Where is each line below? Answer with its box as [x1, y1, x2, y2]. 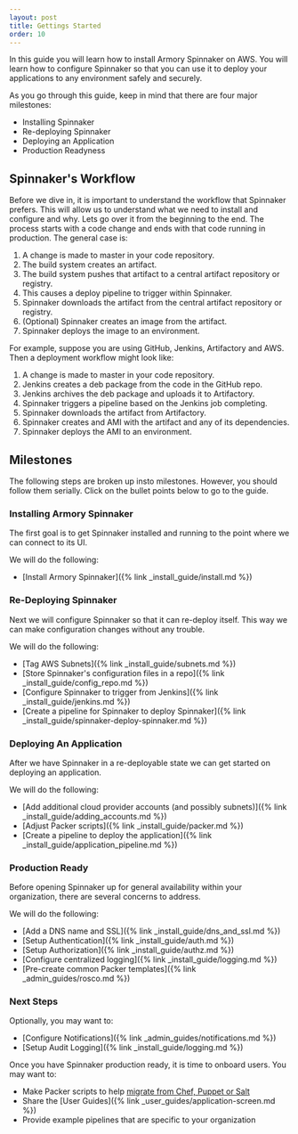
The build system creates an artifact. [21, 259, 157, 270]
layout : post [9, 12, 58, 22]
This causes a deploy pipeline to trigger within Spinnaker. [21, 288, 233, 298]
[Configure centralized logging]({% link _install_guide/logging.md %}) [21, 954, 278, 965]
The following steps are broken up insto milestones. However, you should [9, 476, 278, 486]
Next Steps [9, 995, 59, 1008]
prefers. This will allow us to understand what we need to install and [9, 204, 259, 215]
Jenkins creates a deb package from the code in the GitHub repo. [21, 379, 263, 390]
